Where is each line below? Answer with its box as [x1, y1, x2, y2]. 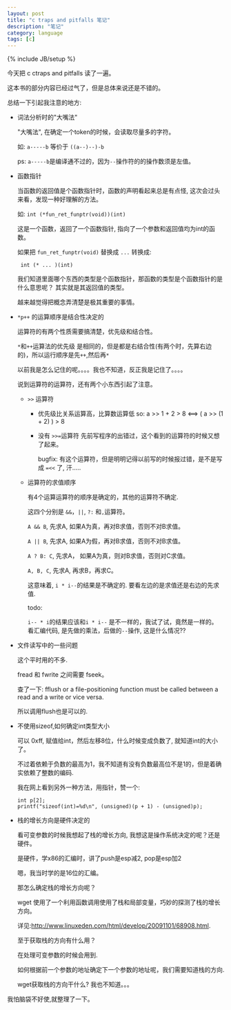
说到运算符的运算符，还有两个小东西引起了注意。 [17, 380, 157, 389]
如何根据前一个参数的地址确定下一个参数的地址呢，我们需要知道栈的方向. [17, 966, 225, 974]
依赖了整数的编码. [23, 769, 74, 777]
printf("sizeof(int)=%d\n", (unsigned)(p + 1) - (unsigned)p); [17, 803, 203, 810]
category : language [7, 29, 63, 37]
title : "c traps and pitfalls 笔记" [7, 17, 110, 24]
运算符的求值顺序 [27, 478, 77, 487]
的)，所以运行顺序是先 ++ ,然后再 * [17, 350, 110, 359]
